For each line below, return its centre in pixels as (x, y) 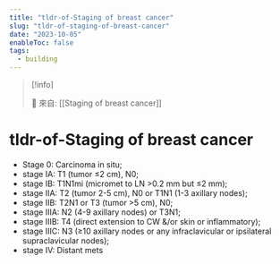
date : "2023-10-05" (46, 34)
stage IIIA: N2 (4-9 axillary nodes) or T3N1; (101, 212)
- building (38, 59)
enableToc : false (42, 43)
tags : (19, 51)
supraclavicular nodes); (66, 240)
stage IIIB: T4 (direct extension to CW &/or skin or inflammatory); (141, 221)
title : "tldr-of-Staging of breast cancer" (92, 17)
